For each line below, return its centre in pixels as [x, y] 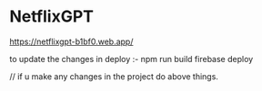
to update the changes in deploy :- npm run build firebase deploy [131, 59]
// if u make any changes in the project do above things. [114, 76]
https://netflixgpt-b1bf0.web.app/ [71, 41]
